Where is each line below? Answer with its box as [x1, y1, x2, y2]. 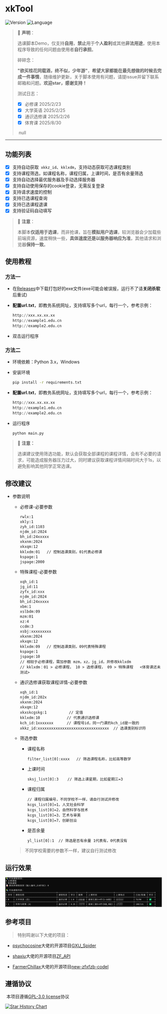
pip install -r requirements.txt [12, 380, 82, 385]
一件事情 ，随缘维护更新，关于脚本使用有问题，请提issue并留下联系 [21, 74, 159, 79]
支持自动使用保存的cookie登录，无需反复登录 [12, 183, 105, 189]
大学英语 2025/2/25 [24, 107, 66, 113]
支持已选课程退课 [12, 202, 48, 208]
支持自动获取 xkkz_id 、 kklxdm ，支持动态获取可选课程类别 [12, 164, 131, 170]
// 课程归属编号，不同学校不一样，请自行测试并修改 [27, 797, 119, 802]
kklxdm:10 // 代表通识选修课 [19, 715, 99, 720]
